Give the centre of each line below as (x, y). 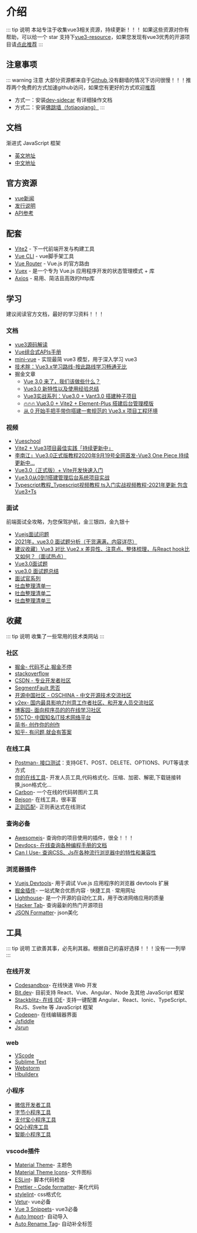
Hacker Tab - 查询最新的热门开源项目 (59, 905)
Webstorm (27, 1068)
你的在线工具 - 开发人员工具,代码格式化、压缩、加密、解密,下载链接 (95, 777)
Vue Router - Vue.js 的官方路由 (52, 263)
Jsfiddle (24, 1021)
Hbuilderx (26, 1074)
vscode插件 (23, 1151)
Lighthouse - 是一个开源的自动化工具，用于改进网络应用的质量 (89, 898)
